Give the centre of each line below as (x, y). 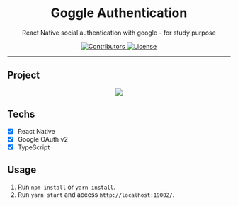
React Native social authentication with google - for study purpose (119, 33)
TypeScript (34, 147)
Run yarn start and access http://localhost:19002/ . (96, 194)
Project (24, 75)
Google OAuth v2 (43, 139)
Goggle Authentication (119, 13)
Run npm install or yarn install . (66, 187)
